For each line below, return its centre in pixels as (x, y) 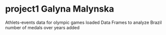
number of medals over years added (42, 27)
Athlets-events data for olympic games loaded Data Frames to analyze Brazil (83, 22)
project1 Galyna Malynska (60, 9)
